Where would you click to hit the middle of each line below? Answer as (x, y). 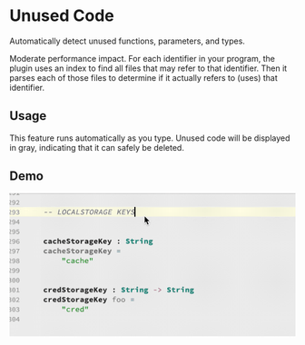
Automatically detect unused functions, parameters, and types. (127, 41)
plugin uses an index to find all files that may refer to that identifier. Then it (148, 68)
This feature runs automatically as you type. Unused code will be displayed (150, 138)
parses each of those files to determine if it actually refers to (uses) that (144, 77)
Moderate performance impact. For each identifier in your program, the (142, 58)
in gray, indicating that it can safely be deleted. (97, 147)
